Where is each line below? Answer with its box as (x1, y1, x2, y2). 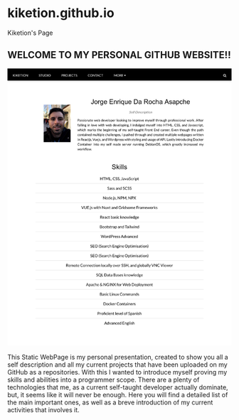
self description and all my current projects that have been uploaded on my (7, 360, 228, 369)
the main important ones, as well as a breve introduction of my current (7, 398, 213, 406)
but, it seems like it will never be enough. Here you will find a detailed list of (7, 390, 228, 399)
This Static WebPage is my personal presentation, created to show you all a (7, 352, 229, 361)
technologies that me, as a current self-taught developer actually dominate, (7, 382, 229, 392)
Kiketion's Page (7, 28, 53, 37)
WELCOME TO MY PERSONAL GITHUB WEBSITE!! (7, 49, 231, 61)
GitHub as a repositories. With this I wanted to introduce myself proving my (7, 367, 228, 376)
